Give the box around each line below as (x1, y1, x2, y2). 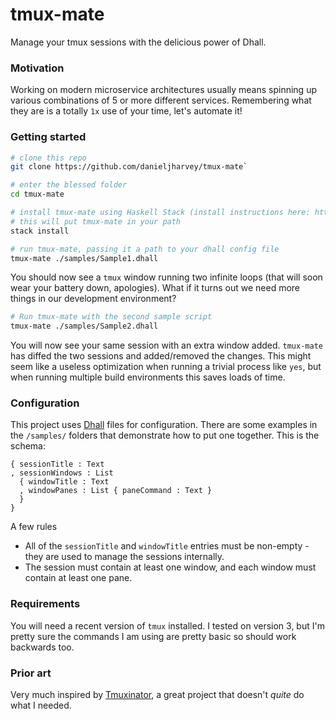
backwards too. (10, 641, 75, 653)
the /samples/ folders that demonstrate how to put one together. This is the (10, 429, 320, 442)
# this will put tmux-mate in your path (10, 216, 182, 227)
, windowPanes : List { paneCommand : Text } (19, 486, 213, 496)
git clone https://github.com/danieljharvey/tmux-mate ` (10, 162, 248, 172)
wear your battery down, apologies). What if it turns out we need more (10, 282, 301, 294)
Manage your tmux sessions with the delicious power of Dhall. (10, 36, 267, 48)
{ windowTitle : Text (19, 477, 110, 487)
